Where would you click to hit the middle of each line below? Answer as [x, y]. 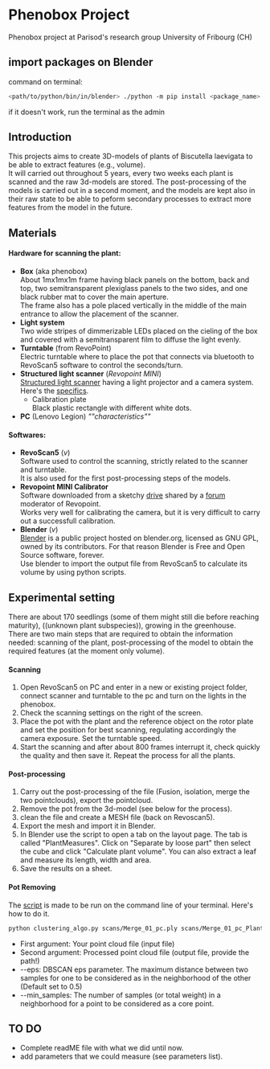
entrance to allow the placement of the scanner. [99, 314]
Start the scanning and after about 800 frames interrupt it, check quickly [140, 747]
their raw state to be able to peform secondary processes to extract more [130, 199]
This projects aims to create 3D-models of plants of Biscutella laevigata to [131, 156]
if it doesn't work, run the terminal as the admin [87, 112]
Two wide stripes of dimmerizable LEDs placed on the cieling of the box [139, 331]
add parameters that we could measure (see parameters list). [121, 1057]
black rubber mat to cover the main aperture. [94, 297]
